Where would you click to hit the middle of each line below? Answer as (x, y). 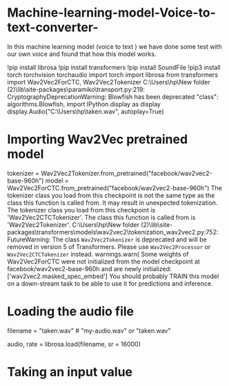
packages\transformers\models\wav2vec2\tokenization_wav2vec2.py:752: (113, 232)
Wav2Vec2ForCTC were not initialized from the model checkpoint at (103, 261)
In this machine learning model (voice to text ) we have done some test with (114, 46)
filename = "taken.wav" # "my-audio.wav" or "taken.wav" (89, 331)
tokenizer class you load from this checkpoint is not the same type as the (111, 195)
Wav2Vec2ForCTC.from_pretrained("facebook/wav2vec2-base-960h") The (114, 187)
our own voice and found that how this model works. (82, 54)
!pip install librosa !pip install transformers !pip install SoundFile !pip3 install (114, 67)
